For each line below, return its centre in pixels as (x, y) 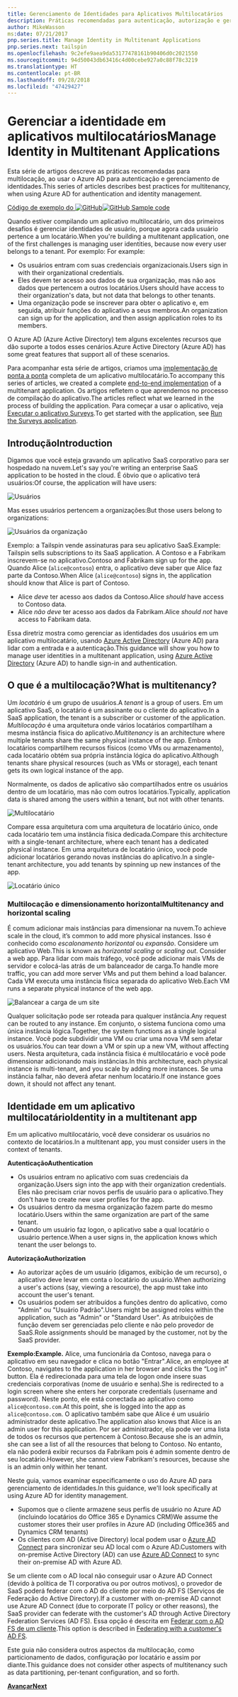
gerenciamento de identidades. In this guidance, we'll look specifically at (113, 1488)
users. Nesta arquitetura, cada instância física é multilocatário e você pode (117, 1054)
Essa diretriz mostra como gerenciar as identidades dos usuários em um (113, 633)
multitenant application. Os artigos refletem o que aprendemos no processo (118, 391)
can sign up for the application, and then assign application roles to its (120, 318)
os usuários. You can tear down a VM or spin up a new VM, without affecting (118, 1046)
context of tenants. (35, 1149)
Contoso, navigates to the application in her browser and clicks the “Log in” (118, 1369)
